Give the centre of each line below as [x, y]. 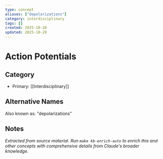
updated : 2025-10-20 [26, 32]
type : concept [20, 10]
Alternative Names [34, 102]
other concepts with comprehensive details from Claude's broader [72, 146]
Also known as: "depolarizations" [38, 114]
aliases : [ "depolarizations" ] [36, 14]
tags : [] [14, 23]
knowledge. [17, 151]
